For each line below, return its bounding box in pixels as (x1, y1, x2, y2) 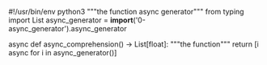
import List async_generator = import (8, 15, 133, 25)
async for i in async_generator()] (8, 48, 117, 57)
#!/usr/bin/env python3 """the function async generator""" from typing (8, 7, 244, 16)
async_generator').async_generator (8, 24, 127, 33)
